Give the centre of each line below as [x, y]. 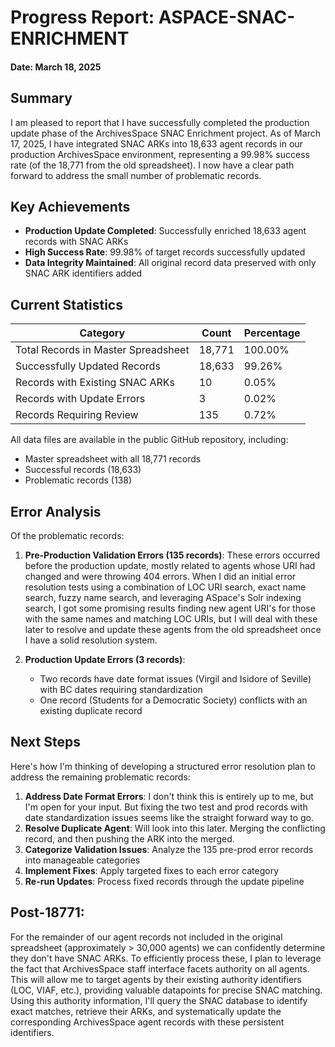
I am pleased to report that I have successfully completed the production [160, 122]
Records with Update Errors [80, 399]
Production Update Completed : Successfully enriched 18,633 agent [165, 231]
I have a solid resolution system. [91, 640]
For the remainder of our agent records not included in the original [146, 937]
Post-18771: [47, 912]
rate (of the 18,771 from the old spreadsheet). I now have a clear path [152, 165]
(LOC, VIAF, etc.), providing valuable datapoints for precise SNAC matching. [166, 990]
